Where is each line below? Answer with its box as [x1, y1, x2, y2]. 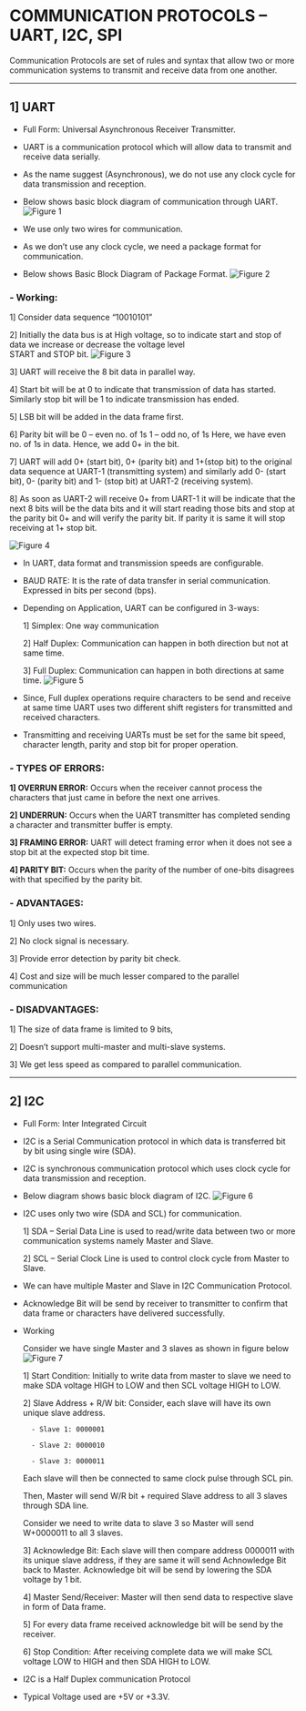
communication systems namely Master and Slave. [22, 1235, 214, 1246]
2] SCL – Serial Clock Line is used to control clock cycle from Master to [22, 1253, 290, 1264]
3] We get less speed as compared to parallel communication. [9, 1058, 242, 1070]
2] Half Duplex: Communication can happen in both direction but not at [22, 638, 289, 649]
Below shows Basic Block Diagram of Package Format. [22, 268, 229, 279]
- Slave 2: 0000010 [31, 1441, 105, 1450]
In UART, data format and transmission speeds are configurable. [22, 557, 264, 569]
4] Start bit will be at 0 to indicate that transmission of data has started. [9, 384, 276, 395]
